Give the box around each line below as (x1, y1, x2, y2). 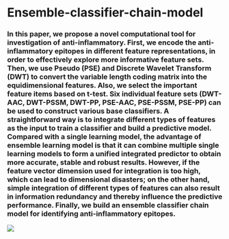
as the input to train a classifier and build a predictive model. (7, 123, 212, 133)
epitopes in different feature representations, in (54, 47, 216, 56)
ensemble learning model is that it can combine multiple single (7, 140, 219, 150)
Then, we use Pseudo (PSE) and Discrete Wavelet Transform (7, 64, 212, 73)
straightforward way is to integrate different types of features (7, 115, 216, 125)
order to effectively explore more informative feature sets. (7, 55, 204, 64)
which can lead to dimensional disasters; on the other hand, (7, 175, 210, 184)
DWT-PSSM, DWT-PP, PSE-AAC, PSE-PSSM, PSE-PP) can (26, 98, 221, 108)
